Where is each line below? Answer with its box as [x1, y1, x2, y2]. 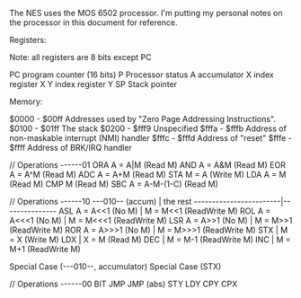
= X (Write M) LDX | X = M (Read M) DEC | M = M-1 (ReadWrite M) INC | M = [9, 234, 291, 245]
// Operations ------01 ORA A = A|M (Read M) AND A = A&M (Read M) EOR [9, 160, 286, 170]
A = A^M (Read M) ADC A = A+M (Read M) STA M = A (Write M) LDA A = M [9, 170, 287, 180]
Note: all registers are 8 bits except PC [9, 52, 152, 62]
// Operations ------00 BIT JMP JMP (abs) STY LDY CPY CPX [9, 278, 238, 289]
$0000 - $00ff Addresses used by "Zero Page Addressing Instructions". [9, 114, 277, 124]
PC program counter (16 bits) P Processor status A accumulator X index [9, 69, 274, 80]
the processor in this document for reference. [9, 17, 178, 28]
